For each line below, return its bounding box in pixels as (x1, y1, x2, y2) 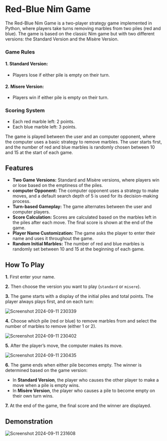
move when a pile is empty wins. (12, 382, 80, 388)
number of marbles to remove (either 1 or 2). (5, 323, 96, 329)
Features (5, 163, 33, 172)
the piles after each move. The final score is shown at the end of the (12, 219, 153, 225)
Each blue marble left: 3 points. (12, 123, 77, 129)
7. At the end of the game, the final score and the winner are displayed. (5, 402, 151, 408)
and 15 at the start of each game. (5, 149, 73, 155)
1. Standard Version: (5, 61, 48, 67)
